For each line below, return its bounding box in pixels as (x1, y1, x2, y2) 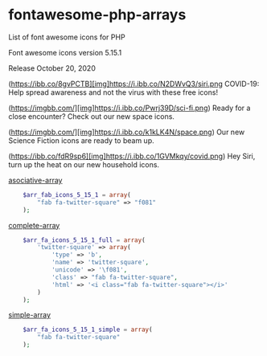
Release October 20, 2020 (8, 63, 97, 73)
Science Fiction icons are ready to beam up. (8, 135, 154, 145)
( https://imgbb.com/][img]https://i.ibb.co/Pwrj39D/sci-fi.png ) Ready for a (8, 103, 251, 113)
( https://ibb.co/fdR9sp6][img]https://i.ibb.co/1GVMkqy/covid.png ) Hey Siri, (8, 151, 256, 161)
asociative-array (8, 175, 63, 185)
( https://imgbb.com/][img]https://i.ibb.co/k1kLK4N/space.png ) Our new (8, 127, 245, 137)
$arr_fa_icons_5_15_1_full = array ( (23, 235, 146, 244)
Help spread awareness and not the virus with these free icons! (8, 87, 219, 97)
